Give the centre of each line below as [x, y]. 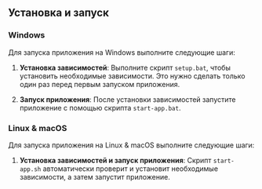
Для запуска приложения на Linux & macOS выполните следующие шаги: [131, 145]
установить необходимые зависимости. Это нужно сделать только [132, 76]
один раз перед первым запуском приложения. [100, 84]
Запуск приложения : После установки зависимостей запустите [127, 99]
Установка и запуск [59, 13]
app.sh [30, 169]
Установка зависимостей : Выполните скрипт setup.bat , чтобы [125, 67]
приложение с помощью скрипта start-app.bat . [100, 107]
